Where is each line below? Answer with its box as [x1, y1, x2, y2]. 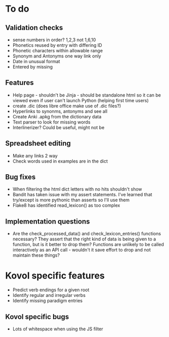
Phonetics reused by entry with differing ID [12, 42, 102, 48]
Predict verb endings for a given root [12, 287, 90, 293]
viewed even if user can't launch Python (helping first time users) [12, 97, 149, 103]
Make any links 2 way [12, 152, 58, 159]
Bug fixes [5, 173, 36, 181]
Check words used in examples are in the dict [12, 158, 108, 164]
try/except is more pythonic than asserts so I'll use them [12, 197, 130, 203]
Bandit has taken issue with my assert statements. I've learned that [12, 192, 153, 198]
